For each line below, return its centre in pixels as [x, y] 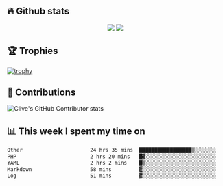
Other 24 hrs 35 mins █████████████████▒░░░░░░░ [111, 150]
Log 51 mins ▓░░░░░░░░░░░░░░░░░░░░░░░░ [111, 176]
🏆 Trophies [33, 51]
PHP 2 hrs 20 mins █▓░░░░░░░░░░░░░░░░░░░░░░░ [111, 157]
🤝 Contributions [42, 93]
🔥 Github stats [38, 11]
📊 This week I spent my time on [76, 131]
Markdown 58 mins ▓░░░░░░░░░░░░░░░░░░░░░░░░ [111, 169]
